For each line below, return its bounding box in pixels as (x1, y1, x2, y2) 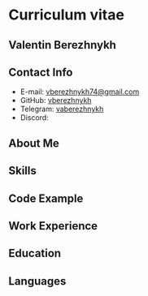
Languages (8, 274, 67, 288)
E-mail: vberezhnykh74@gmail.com (20, 87, 140, 97)
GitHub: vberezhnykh (20, 96, 92, 105)
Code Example (8, 191, 84, 205)
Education (8, 247, 62, 260)
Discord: (20, 113, 49, 122)
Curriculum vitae (8, 6, 124, 24)
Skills (8, 164, 37, 178)
